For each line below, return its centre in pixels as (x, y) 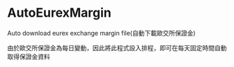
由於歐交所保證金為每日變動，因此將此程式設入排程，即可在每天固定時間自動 (117, 47)
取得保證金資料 (29, 57)
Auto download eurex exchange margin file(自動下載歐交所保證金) (102, 33)
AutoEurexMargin (59, 13)
